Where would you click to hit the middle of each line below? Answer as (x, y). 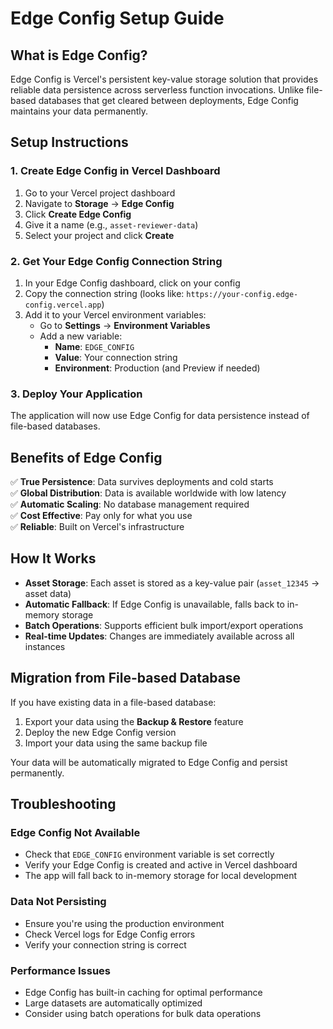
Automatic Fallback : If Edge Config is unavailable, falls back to (154, 604)
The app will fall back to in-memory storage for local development (161, 876)
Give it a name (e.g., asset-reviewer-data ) (111, 224)
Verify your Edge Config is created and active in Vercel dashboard (161, 865)
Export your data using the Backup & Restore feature (134, 721)
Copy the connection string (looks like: (104, 293)
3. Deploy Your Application (76, 394)
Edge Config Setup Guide (117, 18)
